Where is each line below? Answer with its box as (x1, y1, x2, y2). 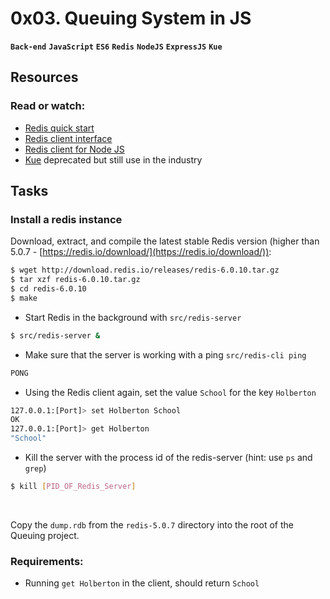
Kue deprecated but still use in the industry (24, 153, 203, 166)
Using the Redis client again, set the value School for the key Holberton (24, 386, 317, 398)
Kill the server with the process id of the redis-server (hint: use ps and (24, 452, 313, 464)
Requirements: (10, 554, 84, 568)
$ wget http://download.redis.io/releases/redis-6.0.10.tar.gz (10, 265, 280, 276)
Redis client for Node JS (24, 143, 125, 155)
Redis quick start (24, 122, 95, 134)
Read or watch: (10, 99, 86, 113)
